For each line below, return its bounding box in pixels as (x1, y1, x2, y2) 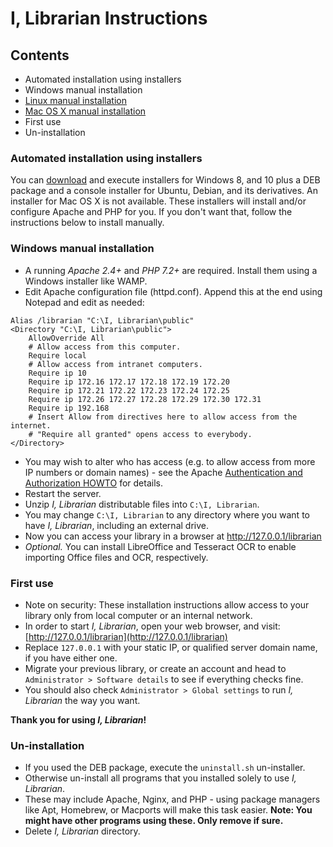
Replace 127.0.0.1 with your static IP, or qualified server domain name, (24, 641, 318, 653)
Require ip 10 (28, 368, 87, 378)
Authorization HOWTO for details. (24, 477, 163, 489)
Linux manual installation (24, 95, 127, 106)
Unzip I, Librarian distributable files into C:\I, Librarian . (24, 498, 260, 510)
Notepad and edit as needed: (24, 296, 145, 308)
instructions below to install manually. (10, 217, 165, 229)
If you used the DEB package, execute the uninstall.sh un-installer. (24, 762, 306, 774)
